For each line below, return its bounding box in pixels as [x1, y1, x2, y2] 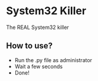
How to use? [6, 41, 53, 51]
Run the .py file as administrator [14, 56, 93, 63]
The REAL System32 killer [6, 24, 69, 31]
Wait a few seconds [14, 63, 63, 70]
